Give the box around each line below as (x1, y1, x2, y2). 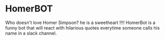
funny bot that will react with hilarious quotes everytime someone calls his (5, 24, 160, 30)
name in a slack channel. (5, 30, 57, 36)
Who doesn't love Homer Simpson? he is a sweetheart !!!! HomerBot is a (5, 19, 156, 25)
